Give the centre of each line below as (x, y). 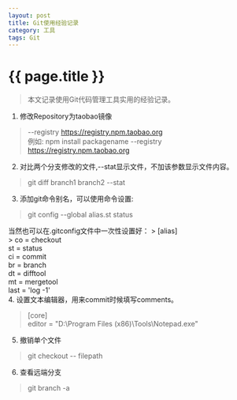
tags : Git (24, 38)
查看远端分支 (40, 372)
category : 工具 (32, 30)
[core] (37, 315)
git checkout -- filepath (65, 356)
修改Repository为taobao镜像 (66, 116)
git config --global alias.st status (80, 215)
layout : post (30, 15)
